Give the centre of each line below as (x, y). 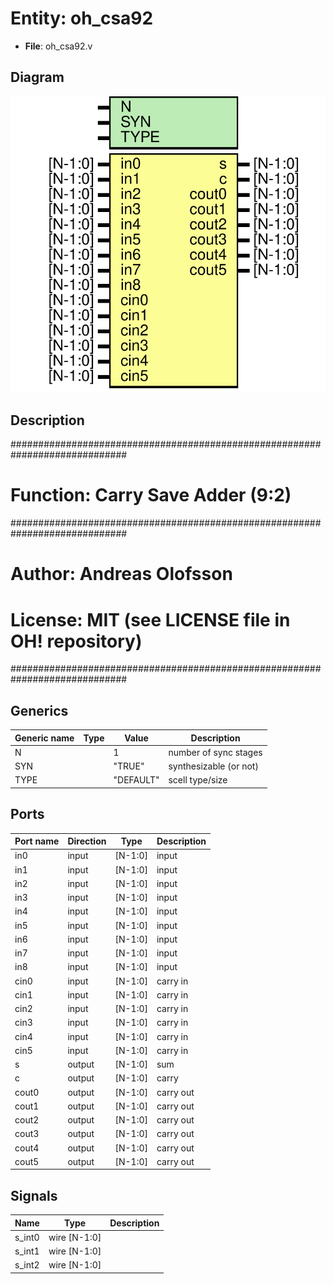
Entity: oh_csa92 (82, 18)
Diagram (37, 77)
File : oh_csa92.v (58, 46)
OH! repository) (76, 641)
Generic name (44, 738)
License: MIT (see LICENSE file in (150, 619)
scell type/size (198, 780)
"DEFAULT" (136, 780)
